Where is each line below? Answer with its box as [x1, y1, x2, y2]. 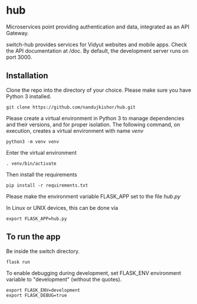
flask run [6, 259, 31, 265]
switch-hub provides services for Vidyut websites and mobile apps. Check [6, 41, 188, 48]
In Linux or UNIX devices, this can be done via [6, 204, 119, 211]
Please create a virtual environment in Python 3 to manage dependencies [6, 114, 185, 121]
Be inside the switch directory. [6, 247, 80, 255]
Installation [6, 71, 48, 81]
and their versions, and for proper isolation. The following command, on [6, 121, 180, 128]
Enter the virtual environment [6, 149, 77, 156]
